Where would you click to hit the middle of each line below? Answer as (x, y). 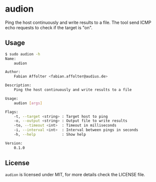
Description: (18, 85)
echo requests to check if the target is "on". (49, 27)
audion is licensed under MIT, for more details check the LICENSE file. (75, 175)
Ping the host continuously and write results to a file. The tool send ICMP (78, 22)
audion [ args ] (28, 103)
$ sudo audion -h (23, 54)
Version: (14, 143)
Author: (13, 72)
